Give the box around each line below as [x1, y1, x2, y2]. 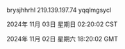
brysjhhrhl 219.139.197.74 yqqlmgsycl [6, 6, 112, 14]
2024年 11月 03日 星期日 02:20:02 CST [6, 20, 118, 28]
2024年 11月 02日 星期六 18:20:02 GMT [6, 35, 119, 43]
